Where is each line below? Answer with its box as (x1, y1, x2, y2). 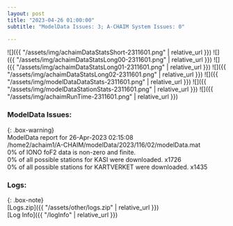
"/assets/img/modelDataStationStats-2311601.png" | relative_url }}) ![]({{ (7, 85, 214, 94)
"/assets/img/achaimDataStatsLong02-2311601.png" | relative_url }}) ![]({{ (7, 70, 218, 79)
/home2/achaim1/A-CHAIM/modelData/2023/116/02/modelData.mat (7, 140, 201, 149)
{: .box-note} (7, 195, 44, 204)
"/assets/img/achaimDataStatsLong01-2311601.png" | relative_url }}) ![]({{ (16, 63, 226, 72)
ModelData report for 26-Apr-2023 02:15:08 (7, 133, 134, 141)
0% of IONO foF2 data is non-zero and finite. (7, 147, 136, 156)
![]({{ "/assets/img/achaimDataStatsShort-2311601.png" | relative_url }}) (7, 48, 212, 56)
